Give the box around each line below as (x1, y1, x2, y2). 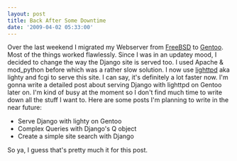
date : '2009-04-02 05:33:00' (7, 23, 94, 30)
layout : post (7, 10, 46, 18)
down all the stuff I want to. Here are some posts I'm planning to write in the (7, 96, 229, 104)
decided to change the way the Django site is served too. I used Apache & (7, 58, 224, 67)
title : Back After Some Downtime (7, 17, 106, 24)
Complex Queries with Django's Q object (17, 125, 137, 133)
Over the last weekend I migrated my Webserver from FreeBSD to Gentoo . (7, 43, 224, 52)
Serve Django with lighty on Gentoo (17, 117, 122, 126)
